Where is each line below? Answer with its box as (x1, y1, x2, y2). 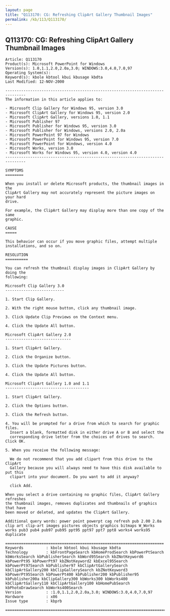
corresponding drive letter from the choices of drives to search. (10, 434, 155, 439)
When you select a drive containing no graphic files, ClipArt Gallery (5, 492, 159, 497)
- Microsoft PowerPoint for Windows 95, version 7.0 (5, 137, 119, 142)
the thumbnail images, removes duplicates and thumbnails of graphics (5, 501, 157, 506)
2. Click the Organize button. (5, 355, 71, 360)
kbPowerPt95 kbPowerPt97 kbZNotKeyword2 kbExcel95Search (5, 559, 128, 564)
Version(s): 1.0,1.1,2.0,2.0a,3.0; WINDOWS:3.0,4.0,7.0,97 (5, 66, 133, 71)
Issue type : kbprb (5, 599, 62, 604)
